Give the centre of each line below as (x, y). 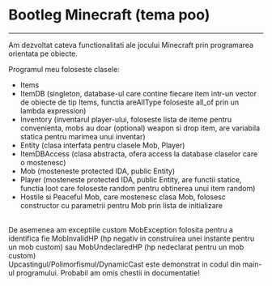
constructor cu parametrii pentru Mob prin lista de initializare (121, 205)
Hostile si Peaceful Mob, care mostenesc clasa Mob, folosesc (123, 197)
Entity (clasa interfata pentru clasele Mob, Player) (102, 145)
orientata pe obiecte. (43, 53)
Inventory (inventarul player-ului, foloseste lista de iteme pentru (126, 119)
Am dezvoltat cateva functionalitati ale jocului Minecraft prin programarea (131, 45)
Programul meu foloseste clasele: (64, 69)
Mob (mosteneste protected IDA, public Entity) (98, 171)
